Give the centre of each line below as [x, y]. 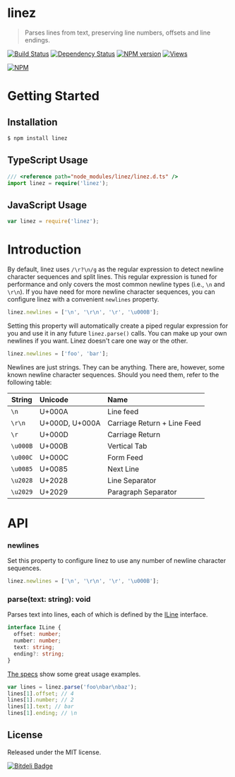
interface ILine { [34, 628]
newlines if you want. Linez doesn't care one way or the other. [98, 340]
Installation [32, 122]
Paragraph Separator [142, 492]
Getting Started [54, 96]
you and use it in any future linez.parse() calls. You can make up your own [117, 333]
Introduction [44, 250]
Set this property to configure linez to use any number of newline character [117, 561]
